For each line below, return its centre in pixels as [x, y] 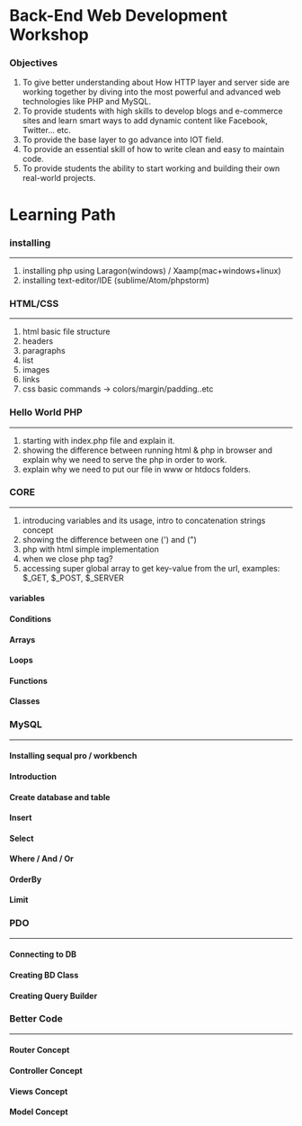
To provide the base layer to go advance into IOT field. [123, 140]
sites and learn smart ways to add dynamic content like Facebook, [145, 121]
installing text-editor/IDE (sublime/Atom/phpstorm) [115, 280]
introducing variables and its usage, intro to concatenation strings [144, 520]
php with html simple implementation [90, 549]
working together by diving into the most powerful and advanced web [151, 92]
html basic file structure [66, 332]
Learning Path [63, 215]
